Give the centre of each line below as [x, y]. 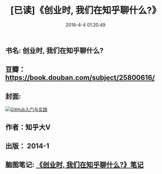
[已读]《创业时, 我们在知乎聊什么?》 [86, 10]
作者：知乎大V [28, 127]
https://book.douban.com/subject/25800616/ [80, 78]
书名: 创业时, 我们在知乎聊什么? [55, 51]
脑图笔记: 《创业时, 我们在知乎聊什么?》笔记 [75, 165]
